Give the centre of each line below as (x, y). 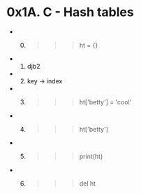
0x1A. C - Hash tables (70, 12)
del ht (87, 183)
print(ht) (91, 156)
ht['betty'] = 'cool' (105, 102)
